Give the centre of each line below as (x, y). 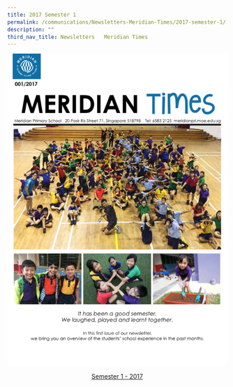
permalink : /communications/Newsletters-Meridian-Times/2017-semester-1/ (117, 22)
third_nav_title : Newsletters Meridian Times (78, 37)
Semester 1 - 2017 (117, 377)
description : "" (31, 29)
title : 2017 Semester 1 (42, 15)
